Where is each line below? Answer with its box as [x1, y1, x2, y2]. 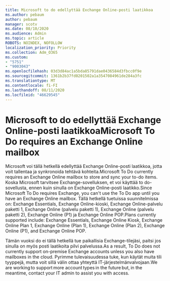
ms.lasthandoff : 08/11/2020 [5, 87, 65, 93]
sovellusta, [5, 185, 28, 191]
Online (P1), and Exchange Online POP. [5, 228, 86, 234]
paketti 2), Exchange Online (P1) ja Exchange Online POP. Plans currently [5, 212, 156, 218]
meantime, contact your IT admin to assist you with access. [5, 270, 129, 276]
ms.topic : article [5, 36, 44, 41]
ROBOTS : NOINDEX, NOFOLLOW [5, 41, 62, 46]
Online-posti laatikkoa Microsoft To [5, 125, 155, 136]
